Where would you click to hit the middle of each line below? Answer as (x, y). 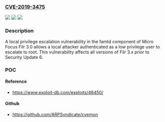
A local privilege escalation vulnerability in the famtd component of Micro (79, 41)
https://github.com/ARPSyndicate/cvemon (55, 114)
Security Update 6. (24, 57)
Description (19, 31)
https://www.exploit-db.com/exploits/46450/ (58, 92)
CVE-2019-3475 (25, 7)
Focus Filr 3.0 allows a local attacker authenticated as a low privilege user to (82, 47)
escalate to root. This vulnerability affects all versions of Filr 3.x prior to (77, 52)
